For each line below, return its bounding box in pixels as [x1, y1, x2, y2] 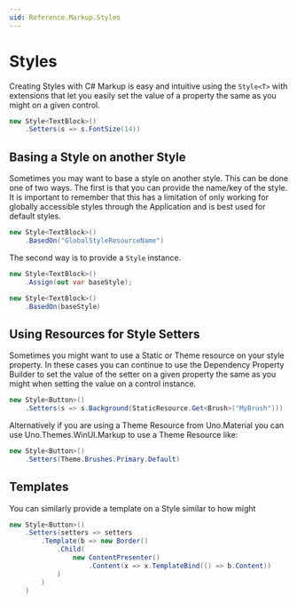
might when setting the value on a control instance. [9, 378, 197, 389]
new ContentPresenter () [72, 553, 161, 562]
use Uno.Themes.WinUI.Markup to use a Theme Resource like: [9, 429, 238, 440]
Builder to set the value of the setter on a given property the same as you [9, 369, 277, 380]
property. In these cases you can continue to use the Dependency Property [9, 360, 285, 370]
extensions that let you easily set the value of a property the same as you [9, 90, 277, 100]
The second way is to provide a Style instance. [9, 252, 182, 263]
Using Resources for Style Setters [9, 326, 200, 342]
